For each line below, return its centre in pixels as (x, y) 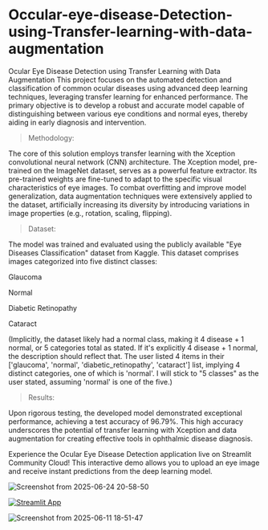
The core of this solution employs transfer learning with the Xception (122, 153)
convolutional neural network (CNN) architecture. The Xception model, (125, 161)
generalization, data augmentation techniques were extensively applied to (130, 196)
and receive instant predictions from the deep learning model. (110, 471)
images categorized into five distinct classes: (83, 261)
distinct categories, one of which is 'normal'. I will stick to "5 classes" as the (134, 373)
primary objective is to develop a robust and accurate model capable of (126, 105)
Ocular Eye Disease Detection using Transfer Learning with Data (114, 71)
